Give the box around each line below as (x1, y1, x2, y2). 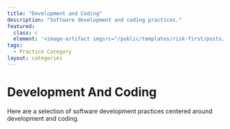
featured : (7, 23, 36, 30)
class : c (13, 29, 38, 36)
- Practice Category (13, 49, 72, 56)
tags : (7, 42, 23, 49)
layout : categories (7, 55, 63, 62)
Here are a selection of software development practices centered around (7, 107, 213, 115)
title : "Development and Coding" (7, 10, 103, 17)
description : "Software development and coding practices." (7, 16, 183, 23)
